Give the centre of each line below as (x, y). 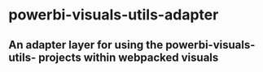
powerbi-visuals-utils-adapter (114, 15)
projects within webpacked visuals (128, 57)
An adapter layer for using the (86, 45)
